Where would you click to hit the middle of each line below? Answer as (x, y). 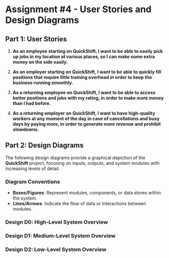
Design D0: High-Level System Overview (57, 222)
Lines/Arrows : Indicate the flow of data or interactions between (79, 204)
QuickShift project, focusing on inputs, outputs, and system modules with (82, 163)
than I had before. (32, 103)
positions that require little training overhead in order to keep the (82, 77)
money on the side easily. (40, 62)
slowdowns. (26, 129)
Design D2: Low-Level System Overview (56, 249)
